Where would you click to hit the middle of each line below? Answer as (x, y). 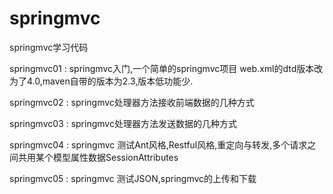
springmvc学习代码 (49, 47)
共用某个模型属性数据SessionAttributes (98, 157)
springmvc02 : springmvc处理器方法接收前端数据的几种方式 (132, 102)
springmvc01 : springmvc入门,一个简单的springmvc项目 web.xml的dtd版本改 (166, 68)
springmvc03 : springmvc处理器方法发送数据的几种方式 (123, 123)
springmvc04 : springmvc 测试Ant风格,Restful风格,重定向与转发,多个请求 (158, 144)
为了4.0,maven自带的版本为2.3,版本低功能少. (101, 81)
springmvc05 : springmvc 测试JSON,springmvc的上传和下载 (133, 178)
